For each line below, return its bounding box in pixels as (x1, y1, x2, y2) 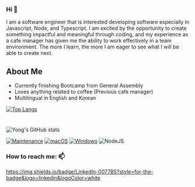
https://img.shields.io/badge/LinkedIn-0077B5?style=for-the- (6, 168, 154, 175)
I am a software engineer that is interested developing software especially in (6, 19, 190, 26)
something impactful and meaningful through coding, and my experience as (6, 31, 189, 38)
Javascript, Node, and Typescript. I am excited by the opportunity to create (6, 25, 187, 32)
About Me (6, 67, 43, 77)
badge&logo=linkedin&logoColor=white (6, 174, 101, 181)
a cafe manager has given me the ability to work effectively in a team (6, 37, 172, 44)
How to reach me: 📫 (6, 153, 65, 161)
